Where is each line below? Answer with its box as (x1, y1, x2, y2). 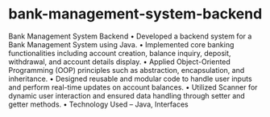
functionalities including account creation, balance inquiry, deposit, (8, 48, 231, 58)
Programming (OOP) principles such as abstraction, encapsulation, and (8, 65, 245, 75)
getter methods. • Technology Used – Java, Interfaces (8, 99, 189, 109)
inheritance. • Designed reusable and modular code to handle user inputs (8, 74, 252, 83)
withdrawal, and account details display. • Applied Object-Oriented (8, 57, 231, 67)
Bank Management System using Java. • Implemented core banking (8, 39, 235, 49)
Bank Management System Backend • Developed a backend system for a (8, 31, 252, 41)
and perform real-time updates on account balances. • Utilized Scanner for (8, 82, 258, 92)
